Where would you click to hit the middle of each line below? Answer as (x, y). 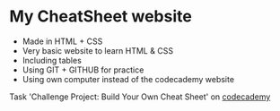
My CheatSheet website (101, 17)
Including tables (52, 60)
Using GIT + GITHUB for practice (83, 70)
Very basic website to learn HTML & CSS (97, 50)
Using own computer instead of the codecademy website (128, 79)
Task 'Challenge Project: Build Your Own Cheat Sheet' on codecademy (140, 97)
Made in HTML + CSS (62, 41)
